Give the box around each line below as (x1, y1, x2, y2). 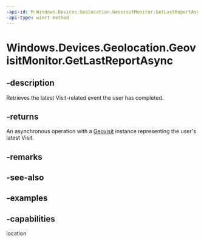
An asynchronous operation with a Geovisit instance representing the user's (6, 128, 196, 135)
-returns (6, 111, 39, 122)
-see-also (6, 173, 44, 183)
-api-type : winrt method (6, 15, 69, 21)
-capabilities (6, 213, 56, 224)
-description (6, 78, 55, 88)
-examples (6, 193, 48, 204)
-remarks (6, 151, 42, 162)
